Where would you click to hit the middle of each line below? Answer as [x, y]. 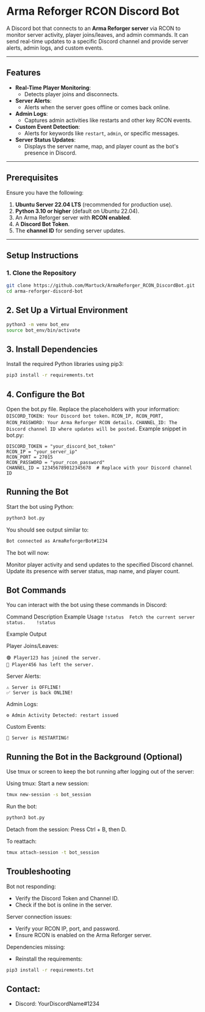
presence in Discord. [50, 153]
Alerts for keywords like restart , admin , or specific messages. [102, 133]
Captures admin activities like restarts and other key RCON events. [108, 120]
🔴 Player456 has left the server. [50, 665]
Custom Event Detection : [48, 126]
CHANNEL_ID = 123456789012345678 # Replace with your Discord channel [99, 468]
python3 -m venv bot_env [38, 324]
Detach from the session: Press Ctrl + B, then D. [67, 829]
